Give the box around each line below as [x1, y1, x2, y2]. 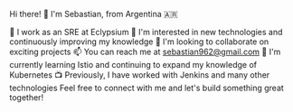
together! [9, 92, 43, 103]
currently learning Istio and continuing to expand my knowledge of [9, 60, 258, 70]
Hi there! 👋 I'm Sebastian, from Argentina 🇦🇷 [9, 9, 178, 19]
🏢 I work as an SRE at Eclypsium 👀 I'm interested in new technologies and [9, 27, 283, 37]
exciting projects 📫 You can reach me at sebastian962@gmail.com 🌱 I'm [9, 46, 281, 57]
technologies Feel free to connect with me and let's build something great [9, 82, 285, 93]
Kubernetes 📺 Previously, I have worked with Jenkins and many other [9, 70, 270, 80]
